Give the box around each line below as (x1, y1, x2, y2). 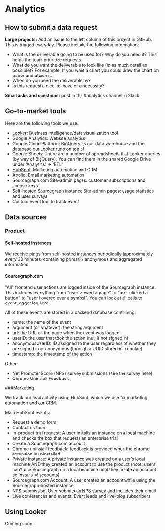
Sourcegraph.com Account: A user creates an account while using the (12, 477, 156, 483)
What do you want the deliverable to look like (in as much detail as (12, 62, 147, 68)
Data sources (5, 213, 47, 222)
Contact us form (12, 424, 46, 430)
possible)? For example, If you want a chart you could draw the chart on (12, 67, 159, 73)
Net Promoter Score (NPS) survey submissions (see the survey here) (12, 370, 153, 376)
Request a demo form (12, 419, 57, 425)
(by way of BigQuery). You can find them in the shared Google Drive (12, 156, 151, 162)
